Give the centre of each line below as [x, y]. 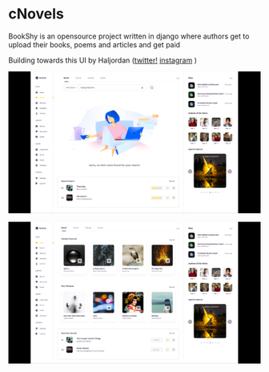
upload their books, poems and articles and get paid [94, 44]
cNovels [36, 14]
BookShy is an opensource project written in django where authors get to [129, 36]
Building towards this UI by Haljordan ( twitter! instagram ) [103, 60]
